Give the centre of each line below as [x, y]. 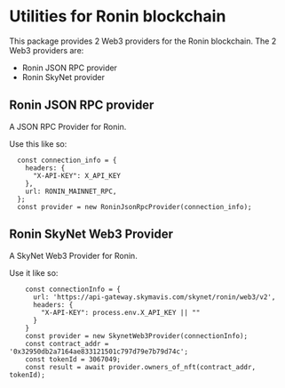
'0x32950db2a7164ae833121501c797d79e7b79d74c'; [99, 352]
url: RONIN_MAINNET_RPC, [71, 191]
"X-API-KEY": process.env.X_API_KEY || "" [121, 312]
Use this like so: [38, 143]
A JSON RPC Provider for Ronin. [68, 126]
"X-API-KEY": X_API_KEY [77, 175]
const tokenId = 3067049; [73, 359]
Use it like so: [34, 272]
